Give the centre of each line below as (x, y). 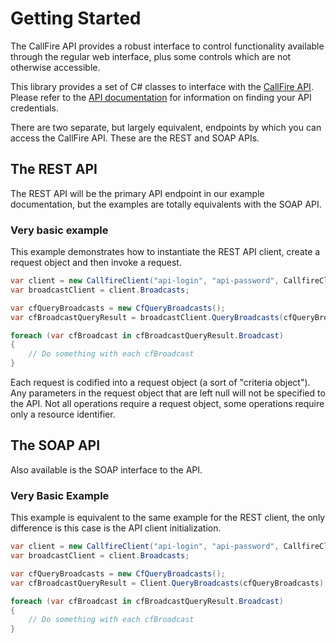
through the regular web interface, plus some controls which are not (151, 56)
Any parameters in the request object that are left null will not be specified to (168, 393)
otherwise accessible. (55, 67)
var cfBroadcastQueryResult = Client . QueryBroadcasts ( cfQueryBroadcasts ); (169, 583)
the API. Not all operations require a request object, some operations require (167, 404)
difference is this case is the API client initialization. (116, 528)
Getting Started (76, 18)
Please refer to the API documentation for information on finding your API (161, 97)
